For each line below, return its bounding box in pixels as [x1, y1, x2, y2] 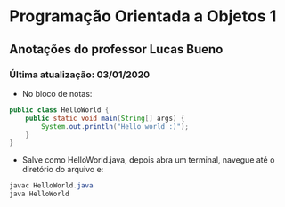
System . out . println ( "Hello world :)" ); [41, 122, 190, 131]
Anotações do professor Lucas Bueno [9, 42, 224, 57]
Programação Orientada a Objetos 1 [9, 6, 277, 27]
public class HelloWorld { [9, 105, 110, 115]
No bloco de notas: [21, 88, 93, 99]
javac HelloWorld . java [9, 181, 94, 190]
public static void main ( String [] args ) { [25, 114, 185, 123]
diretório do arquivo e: [21, 164, 104, 175]
